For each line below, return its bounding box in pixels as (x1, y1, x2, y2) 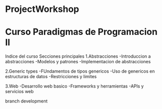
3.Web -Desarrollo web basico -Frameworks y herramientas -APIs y (5, 83, 144, 89)
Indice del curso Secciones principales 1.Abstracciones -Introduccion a (5, 53, 151, 59)
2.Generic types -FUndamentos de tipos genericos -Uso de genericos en (5, 68, 155, 74)
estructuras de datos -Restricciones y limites (5, 74, 97, 80)
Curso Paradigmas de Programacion (5, 26, 158, 38)
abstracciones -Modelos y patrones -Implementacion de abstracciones (5, 59, 151, 65)
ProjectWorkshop (5, 3, 80, 15)
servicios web (5, 89, 34, 95)
